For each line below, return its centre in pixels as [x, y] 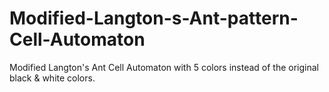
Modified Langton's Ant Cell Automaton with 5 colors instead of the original [164, 67]
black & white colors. [52, 78]
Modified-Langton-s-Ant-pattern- [154, 18]
